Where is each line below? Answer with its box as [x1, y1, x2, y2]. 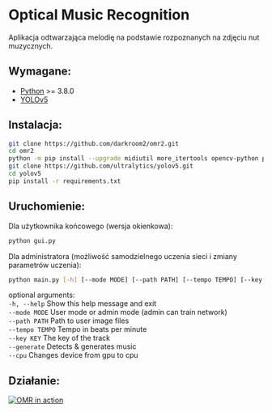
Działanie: [8, 374, 61, 388]
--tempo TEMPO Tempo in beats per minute [8, 325, 147, 334]
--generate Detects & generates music [8, 342, 137, 351]
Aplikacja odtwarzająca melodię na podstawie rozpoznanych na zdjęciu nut [8, 32, 260, 42]
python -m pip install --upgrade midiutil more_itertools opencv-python [8, 155, 259, 163]
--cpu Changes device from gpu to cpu [8, 350, 139, 360]
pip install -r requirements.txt [8, 176, 121, 185]
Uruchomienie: [8, 200, 85, 214]
